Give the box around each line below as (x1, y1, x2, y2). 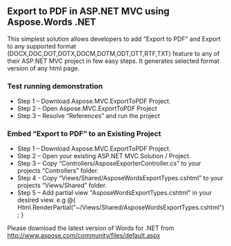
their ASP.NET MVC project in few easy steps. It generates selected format (7, 57, 220, 65)
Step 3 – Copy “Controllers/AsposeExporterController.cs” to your (17, 159, 201, 168)
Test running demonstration (7, 81, 103, 91)
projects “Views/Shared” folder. (17, 181, 107, 189)
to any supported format (7, 41, 77, 50)
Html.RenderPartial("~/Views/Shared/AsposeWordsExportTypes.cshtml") (17, 203, 225, 211)
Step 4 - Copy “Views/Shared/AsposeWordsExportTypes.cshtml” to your (17, 174, 224, 182)
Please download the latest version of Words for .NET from (7, 224, 174, 232)
